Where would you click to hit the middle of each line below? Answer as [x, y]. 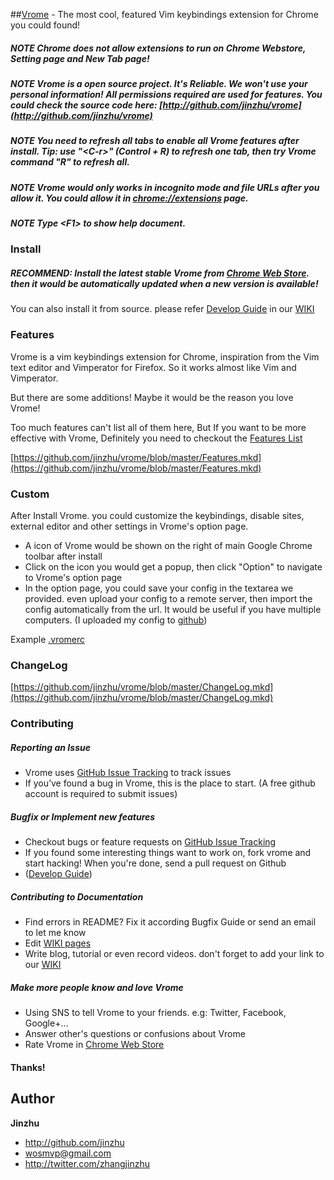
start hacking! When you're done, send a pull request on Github [155, 863]
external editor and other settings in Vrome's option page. [129, 526]
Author [32, 1099]
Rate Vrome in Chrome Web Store [94, 1045]
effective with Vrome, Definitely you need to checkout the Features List [156, 438]
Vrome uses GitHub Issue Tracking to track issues [128, 773]
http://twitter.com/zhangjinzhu [87, 1163]
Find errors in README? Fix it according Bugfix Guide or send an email [170, 922]
